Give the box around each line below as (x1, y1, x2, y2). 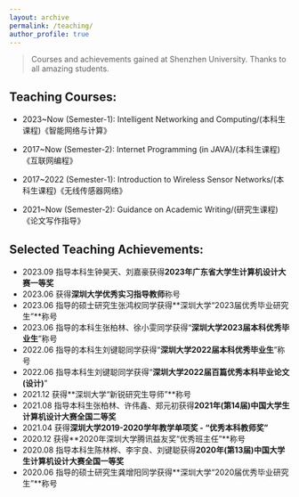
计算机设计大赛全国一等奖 (29, 456, 125, 466)
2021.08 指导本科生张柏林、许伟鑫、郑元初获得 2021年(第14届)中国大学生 (21, 400, 290, 411)
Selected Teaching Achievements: (9, 241, 204, 257)
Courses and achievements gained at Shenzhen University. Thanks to (30, 54, 287, 65)
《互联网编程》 (21, 155, 77, 166)
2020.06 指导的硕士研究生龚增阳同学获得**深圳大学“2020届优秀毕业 (21, 467, 274, 477)
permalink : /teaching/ (9, 21, 93, 30)
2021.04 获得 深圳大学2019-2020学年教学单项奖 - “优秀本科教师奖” (21, 422, 269, 433)
